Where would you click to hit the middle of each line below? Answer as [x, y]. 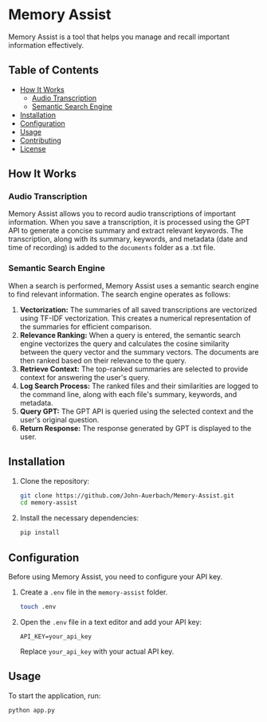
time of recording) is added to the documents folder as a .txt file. [112, 248]
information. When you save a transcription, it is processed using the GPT [130, 222]
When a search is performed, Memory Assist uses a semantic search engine [133, 285]
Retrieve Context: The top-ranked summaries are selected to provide [134, 369]
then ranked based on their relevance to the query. [103, 360]
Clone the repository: [55, 481]
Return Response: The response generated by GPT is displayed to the [135, 428]
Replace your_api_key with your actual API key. [97, 651]
